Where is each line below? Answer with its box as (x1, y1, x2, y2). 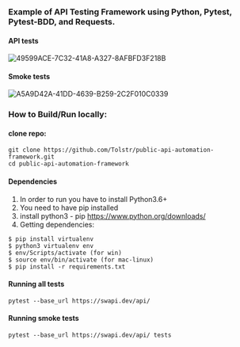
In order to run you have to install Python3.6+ (19, 194, 168, 204)
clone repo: (8, 128, 47, 138)
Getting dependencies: (19, 219, 95, 229)
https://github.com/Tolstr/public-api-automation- (43, 146, 215, 154)
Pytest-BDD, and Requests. (8, 16, 116, 27)
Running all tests (8, 280, 65, 289)
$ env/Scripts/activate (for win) (8, 249, 123, 257)
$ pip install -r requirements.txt (8, 262, 126, 271)
